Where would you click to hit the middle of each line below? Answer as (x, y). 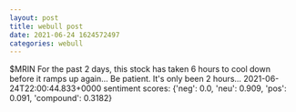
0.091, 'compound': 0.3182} (61, 98)
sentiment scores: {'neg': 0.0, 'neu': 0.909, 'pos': (195, 88)
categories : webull (46, 43)
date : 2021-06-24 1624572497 (65, 35)
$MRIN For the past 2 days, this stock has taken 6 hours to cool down (140, 69)
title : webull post (46, 26)
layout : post (34, 18)
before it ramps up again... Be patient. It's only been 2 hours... (126, 79)
